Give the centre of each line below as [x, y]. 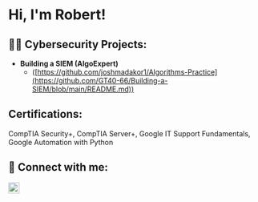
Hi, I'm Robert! [57, 15]
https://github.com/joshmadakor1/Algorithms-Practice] [127, 72]
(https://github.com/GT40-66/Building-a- [100, 81]
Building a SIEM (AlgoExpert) [69, 63]
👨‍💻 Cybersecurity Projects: [78, 44]
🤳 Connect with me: [58, 167]
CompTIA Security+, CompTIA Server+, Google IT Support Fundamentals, [129, 133]
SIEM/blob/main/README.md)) [83, 89]
